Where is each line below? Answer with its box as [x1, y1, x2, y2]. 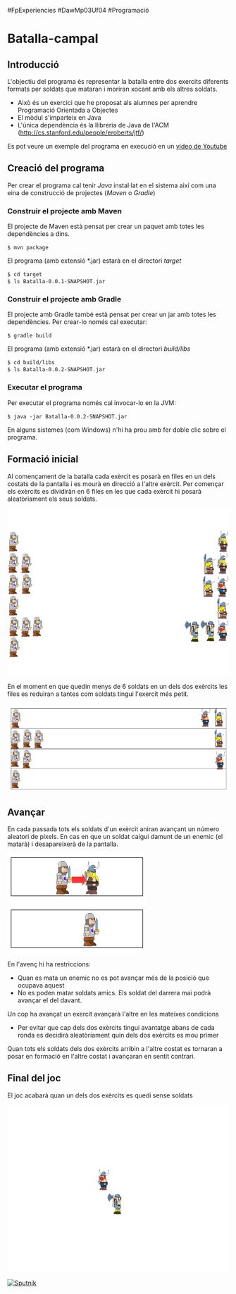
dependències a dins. [7, 230, 70, 238]
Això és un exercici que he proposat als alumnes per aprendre [17, 99, 198, 106]
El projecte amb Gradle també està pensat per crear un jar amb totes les [7, 310, 216, 319]
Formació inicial [7, 454, 79, 466]
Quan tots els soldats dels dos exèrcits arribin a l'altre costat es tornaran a [7, 1045, 223, 1053]
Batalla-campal [7, 31, 99, 46]
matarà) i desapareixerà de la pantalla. [7, 840, 118, 848]
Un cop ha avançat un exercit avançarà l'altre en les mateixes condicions [7, 1010, 220, 1019]
